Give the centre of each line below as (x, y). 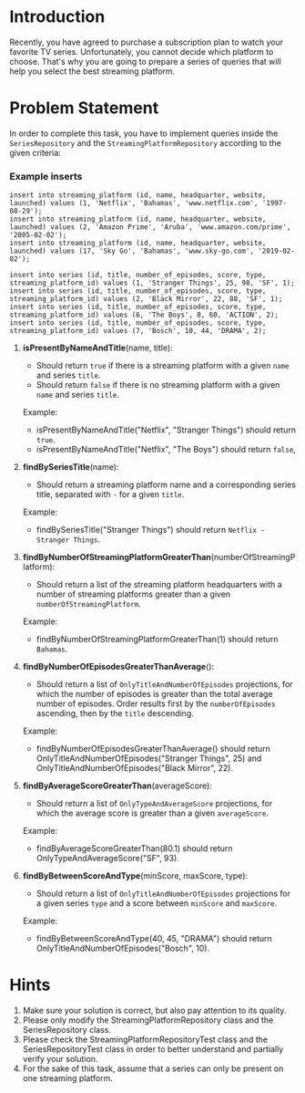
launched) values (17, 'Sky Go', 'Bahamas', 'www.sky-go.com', (132, 251)
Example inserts (46, 176)
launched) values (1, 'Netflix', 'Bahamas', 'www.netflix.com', (134, 203)
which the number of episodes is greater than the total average (154, 694)
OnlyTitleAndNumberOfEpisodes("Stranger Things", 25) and (149, 758)
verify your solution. (60, 1059)
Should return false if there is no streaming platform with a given (158, 385)
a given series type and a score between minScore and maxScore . (157, 903)
